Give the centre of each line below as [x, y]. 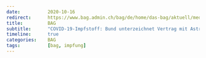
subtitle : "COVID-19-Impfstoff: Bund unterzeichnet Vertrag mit [97, 29]
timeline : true [33, 34]
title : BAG [31, 23]
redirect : [19, 18]
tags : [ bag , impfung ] [46, 46]
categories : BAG [31, 40]
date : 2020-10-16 [41, 12]
